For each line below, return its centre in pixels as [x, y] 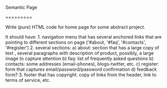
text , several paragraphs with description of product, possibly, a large [80, 53]
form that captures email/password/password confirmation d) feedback [81, 69]
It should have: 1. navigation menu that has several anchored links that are [83, 37]
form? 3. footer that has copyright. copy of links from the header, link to [81, 75]
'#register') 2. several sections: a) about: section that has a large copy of [82, 48]
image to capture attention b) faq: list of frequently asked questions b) [80, 58]
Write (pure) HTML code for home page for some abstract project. [75, 27]
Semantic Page [21, 7]
